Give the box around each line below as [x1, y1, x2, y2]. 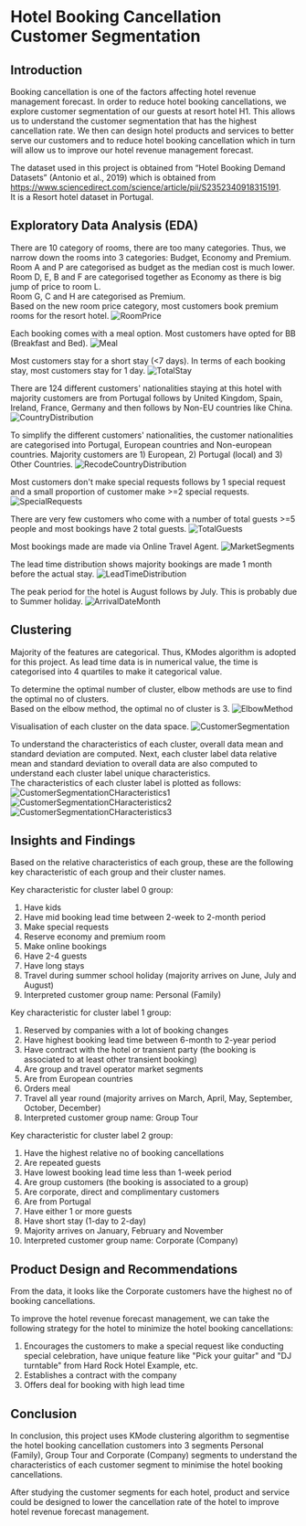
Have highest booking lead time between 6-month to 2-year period [23, 1034, 277, 1045]
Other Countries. [10, 459, 74, 470]
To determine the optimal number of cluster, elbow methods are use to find [10, 684, 292, 694]
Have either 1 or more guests [23, 1206, 132, 1217]
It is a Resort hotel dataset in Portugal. [10, 192, 154, 202]
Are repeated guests [23, 1158, 101, 1169]
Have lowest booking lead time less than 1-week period [23, 1167, 232, 1178]
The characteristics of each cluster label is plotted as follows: [10, 777, 241, 788]
